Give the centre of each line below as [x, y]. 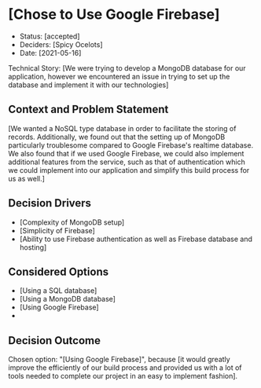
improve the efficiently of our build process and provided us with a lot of [125, 368]
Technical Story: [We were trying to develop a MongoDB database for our [127, 68]
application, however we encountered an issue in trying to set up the [119, 76]
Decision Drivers [50, 203]
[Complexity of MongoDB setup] [72, 222]
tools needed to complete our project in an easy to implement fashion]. [123, 376]
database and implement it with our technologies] [88, 85]
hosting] [33, 247]
